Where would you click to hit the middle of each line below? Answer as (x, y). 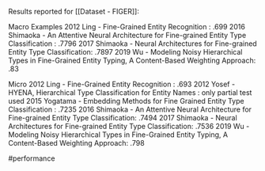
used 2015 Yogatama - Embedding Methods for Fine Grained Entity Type (126, 101)
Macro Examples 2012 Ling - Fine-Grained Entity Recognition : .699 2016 (127, 27)
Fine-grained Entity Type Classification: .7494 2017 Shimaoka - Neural (123, 118)
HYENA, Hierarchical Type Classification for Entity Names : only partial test (130, 93)
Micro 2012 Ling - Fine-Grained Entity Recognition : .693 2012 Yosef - (122, 84)
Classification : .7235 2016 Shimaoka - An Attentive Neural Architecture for (130, 109)
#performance (32, 158)
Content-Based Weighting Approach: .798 (76, 143)
